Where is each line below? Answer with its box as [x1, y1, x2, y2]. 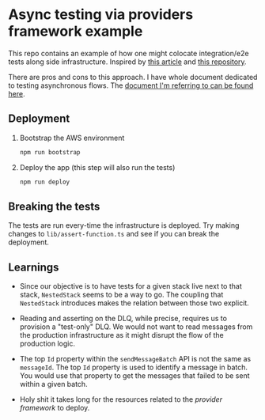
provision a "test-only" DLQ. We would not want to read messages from [19, 322, 253, 331]
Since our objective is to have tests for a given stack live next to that [19, 282, 243, 291]
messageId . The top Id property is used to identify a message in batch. [19, 362, 248, 373]
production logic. [19, 339, 76, 349]
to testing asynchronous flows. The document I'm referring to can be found [8, 81, 254, 90]
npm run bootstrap [19, 148, 81, 156]
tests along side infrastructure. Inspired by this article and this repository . [8, 57, 247, 66]
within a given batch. [19, 380, 89, 389]
